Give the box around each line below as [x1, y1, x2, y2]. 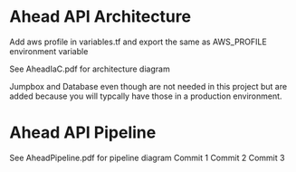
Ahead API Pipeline [9, 122, 157, 143]
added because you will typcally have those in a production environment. [9, 91, 282, 101]
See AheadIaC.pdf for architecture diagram [9, 63, 170, 74]
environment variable [9, 45, 89, 56]
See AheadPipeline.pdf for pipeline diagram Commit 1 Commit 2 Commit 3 [9, 152, 285, 163]
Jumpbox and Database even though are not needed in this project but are [9, 81, 288, 91]
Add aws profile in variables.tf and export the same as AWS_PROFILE [9, 36, 267, 47]
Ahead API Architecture [9, 6, 192, 27]
